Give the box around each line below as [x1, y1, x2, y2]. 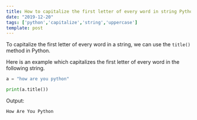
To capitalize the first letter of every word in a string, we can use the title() [6, 41, 191, 48]
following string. [6, 65, 45, 72]
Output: [6, 97, 25, 104]
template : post [6, 25, 43, 31]
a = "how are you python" [6, 76, 69, 82]
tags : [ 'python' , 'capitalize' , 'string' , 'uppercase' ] [6, 19, 138, 25]
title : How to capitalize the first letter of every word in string [6, 8, 177, 15]
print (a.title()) [6, 87, 49, 92]
